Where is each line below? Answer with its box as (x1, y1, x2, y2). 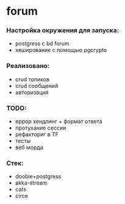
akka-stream (15, 179, 48, 187)
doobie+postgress (15, 173, 62, 180)
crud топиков (15, 75, 50, 83)
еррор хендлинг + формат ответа (15, 118, 102, 125)
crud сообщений (15, 82, 59, 89)
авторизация (15, 89, 49, 96)
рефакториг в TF (15, 131, 59, 138)
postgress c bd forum (15, 40, 70, 47)
